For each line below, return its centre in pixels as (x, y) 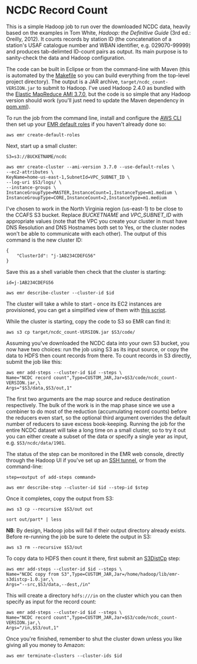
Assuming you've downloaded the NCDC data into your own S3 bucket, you (98, 343)
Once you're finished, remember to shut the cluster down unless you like (94, 639)
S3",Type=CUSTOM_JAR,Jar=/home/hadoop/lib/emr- (121, 574)
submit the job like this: (34, 361)
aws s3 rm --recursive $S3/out (44, 547)
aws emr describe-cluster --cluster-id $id (60, 293)
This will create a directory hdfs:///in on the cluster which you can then (94, 595)
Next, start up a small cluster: (42, 146)
